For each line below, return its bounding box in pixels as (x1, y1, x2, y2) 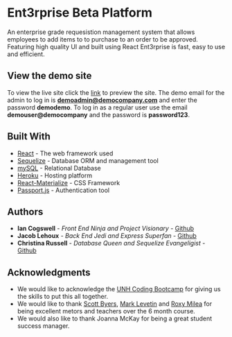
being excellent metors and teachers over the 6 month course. (17, 307, 195, 316)
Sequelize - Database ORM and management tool (17, 156, 159, 164)
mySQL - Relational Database (17, 164, 102, 172)
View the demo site (7, 70, 92, 82)
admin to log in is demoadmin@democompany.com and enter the (7, 96, 197, 104)
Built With (7, 130, 51, 143)
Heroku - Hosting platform (17, 171, 93, 180)
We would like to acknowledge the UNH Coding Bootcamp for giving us (17, 285, 221, 293)
